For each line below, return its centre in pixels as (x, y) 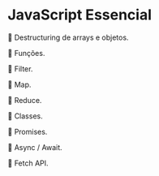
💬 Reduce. (25, 100)
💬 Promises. (28, 131)
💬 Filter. (20, 69)
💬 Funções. (26, 53)
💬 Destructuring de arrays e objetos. (68, 37)
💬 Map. (19, 84)
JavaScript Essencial (79, 15)
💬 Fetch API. (28, 163)
